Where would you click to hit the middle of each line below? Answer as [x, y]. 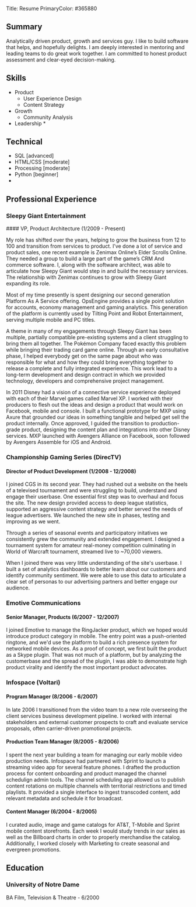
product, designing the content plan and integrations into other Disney [106, 429]
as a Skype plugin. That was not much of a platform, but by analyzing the [94, 655]
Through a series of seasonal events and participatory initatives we [87, 533]
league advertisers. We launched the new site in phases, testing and [88, 516]
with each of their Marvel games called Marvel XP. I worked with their [90, 398]
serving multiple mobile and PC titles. [51, 320]
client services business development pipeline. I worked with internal [89, 716]
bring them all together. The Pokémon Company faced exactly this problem [96, 344]
